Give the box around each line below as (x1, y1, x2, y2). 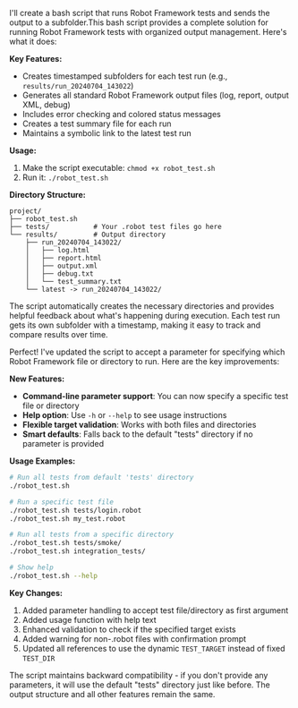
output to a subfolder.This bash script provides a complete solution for (9, 17, 268, 28)
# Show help (9, 563, 54, 572)
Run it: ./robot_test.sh (21, 172, 109, 183)
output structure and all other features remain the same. (9, 688, 216, 699)
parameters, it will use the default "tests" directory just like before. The (9, 679, 270, 690)
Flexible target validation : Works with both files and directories (21, 420, 257, 430)
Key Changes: (9, 587, 63, 598)
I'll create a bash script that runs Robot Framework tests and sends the (9, 8, 270, 18)
